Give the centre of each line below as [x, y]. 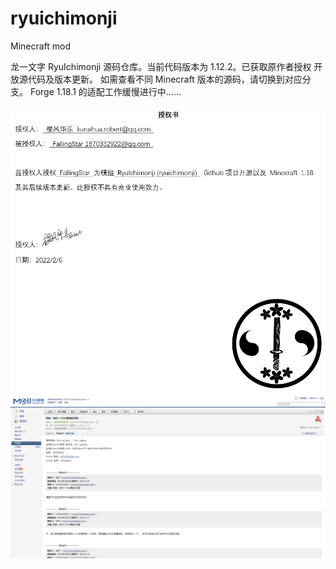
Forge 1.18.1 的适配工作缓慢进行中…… [105, 91]
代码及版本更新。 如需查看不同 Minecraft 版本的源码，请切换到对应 [165, 79]
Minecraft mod [41, 46]
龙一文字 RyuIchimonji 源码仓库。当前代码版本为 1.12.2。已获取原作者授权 [161, 66]
